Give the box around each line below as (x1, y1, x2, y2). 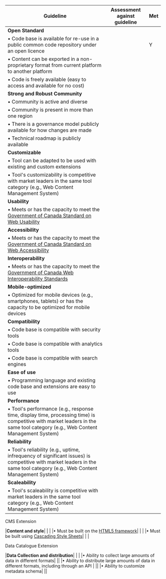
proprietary (7, 62, 34, 68)
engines (7, 361, 26, 368)
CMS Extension (5, 519, 37, 524)
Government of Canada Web (7, 269, 74, 276)
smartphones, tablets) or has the (7, 298, 83, 304)
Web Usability (7, 218, 40, 225)
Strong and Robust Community (7, 90, 83, 97)
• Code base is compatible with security (7, 326, 101, 333)
